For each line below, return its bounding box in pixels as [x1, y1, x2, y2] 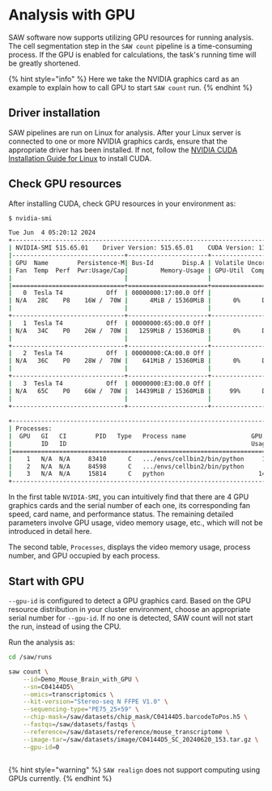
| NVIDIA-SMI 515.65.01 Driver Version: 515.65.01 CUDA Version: [8, 244, 255, 252]
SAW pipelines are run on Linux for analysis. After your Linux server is [8, 127, 241, 137]
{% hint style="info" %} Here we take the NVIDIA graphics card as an [8, 74, 240, 83]
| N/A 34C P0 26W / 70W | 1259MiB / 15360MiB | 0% [8, 327, 241, 335]
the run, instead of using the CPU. [8, 622, 121, 631]
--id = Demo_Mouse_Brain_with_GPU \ [23, 675, 139, 683]
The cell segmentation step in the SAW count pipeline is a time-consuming [8, 41, 253, 50]
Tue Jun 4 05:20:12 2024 [8, 229, 96, 237]
